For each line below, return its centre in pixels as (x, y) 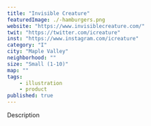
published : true (30, 96)
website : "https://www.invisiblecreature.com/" (76, 26)
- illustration (41, 83)
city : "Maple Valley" (38, 52)
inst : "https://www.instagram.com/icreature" (73, 39)
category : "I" (27, 45)
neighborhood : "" (32, 58)
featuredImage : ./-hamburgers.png (56, 20)
